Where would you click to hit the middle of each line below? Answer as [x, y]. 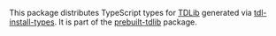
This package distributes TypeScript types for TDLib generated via [130, 13]
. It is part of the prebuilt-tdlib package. [126, 22]
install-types [32, 22]
